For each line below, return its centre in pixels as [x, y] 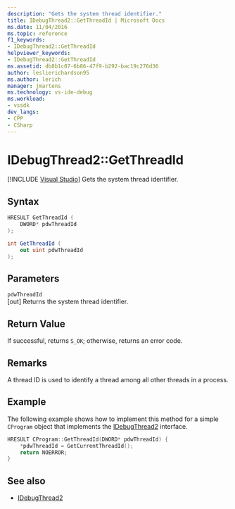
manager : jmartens [34, 86]
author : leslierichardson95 [49, 73]
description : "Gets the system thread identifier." [84, 14]
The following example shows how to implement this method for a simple [113, 419]
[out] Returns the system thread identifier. [68, 302]
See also [26, 480]
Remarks [27, 363]
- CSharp [20, 125]
